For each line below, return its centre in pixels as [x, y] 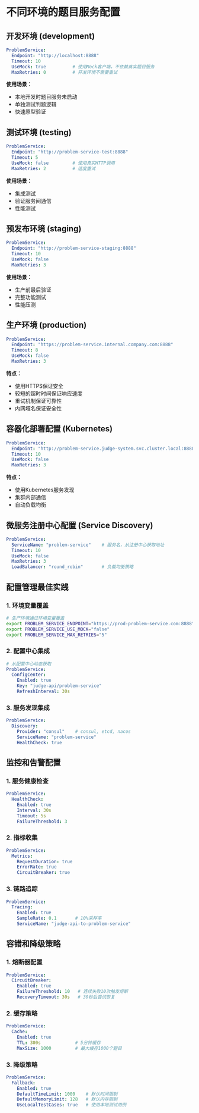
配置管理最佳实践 [37, 587]
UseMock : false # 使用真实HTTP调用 [63, 163]
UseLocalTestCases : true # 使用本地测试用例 [72, 1105]
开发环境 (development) [51, 36]
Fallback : [23, 1083]
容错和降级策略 [33, 944]
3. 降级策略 [22, 1064]
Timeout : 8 [25, 350]
